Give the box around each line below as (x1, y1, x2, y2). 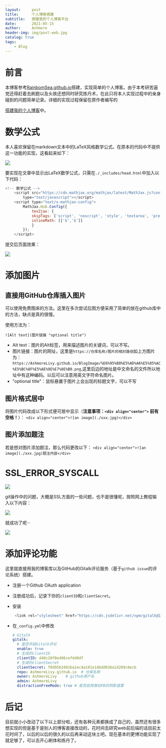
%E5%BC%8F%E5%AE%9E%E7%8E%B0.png (12, 367, 82, 372)
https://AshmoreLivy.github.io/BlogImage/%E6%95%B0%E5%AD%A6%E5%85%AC (12, 361, 161, 366)
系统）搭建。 (9, 572, 36, 578)
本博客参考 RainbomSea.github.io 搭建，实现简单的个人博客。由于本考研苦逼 (5, 84, 158, 90)
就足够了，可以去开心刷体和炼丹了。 (5, 737, 79, 743)
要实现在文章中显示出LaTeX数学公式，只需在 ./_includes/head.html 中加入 (5, 169, 155, 176)
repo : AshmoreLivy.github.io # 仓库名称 (17, 669, 100, 674)
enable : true (17, 646, 44, 651)
